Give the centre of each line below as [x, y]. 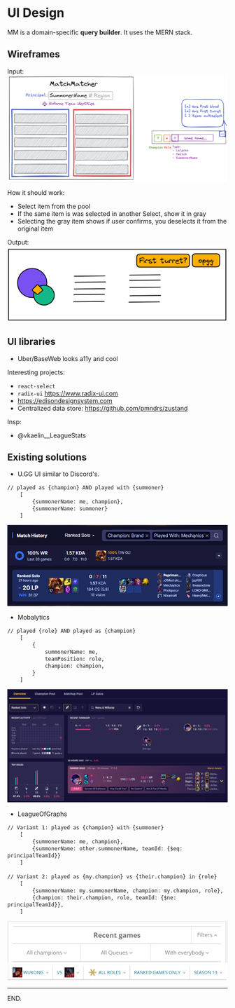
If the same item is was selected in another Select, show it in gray [112, 213]
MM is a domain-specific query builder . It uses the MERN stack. [100, 32]
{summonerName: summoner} [70, 509]
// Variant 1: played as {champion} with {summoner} [86, 827]
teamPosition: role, [74, 659]
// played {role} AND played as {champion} [72, 631]
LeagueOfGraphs [42, 814]
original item [35, 229]
